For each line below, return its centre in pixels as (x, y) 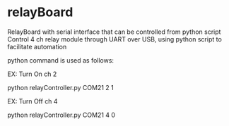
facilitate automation (37, 46)
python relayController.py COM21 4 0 (61, 115)
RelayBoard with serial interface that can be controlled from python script (114, 32)
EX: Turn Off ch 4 (33, 101)
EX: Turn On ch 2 (32, 74)
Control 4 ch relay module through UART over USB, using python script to (115, 39)
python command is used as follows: (61, 60)
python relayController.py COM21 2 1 (61, 87)
